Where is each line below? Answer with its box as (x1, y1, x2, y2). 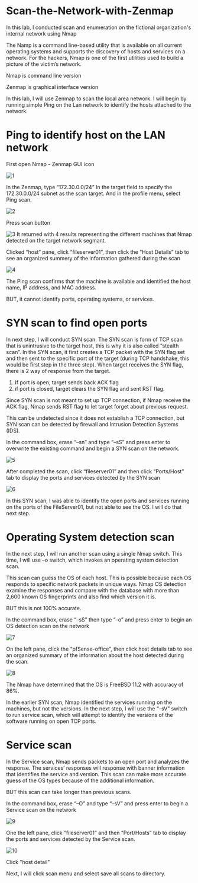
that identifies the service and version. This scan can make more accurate (6, 770, 187, 777)
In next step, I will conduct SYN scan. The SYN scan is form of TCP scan (6, 336, 183, 343)
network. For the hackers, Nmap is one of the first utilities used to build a (6, 54, 184, 61)
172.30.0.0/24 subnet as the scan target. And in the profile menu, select (6, 190, 181, 197)
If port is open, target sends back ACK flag (14, 378, 119, 386)
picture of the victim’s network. (6, 60, 82, 68)
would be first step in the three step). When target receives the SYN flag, (6, 361, 183, 368)
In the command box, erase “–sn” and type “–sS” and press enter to (6, 438, 171, 445)
